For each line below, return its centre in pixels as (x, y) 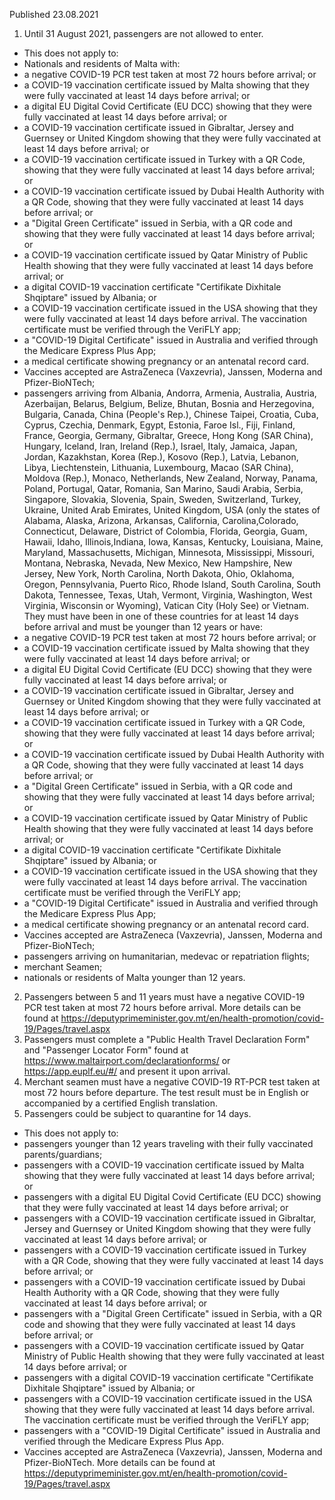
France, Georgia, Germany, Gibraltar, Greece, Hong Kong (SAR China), (168, 435)
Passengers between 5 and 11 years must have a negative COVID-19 (164, 997)
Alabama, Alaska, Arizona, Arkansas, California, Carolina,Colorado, (161, 520)
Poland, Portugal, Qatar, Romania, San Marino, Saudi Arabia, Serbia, (163, 488)
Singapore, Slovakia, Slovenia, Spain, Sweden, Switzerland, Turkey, (162, 499)
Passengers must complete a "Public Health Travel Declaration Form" (167, 1039)
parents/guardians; (63, 1154)
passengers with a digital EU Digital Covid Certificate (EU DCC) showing (172, 1197)
